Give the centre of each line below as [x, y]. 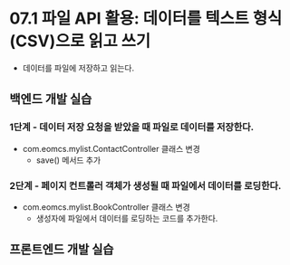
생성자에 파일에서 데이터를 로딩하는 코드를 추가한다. [127, 218]
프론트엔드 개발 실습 [62, 250]
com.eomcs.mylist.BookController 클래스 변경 [106, 207]
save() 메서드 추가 [68, 160]
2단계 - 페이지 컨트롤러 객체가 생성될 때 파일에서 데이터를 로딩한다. [145, 185]
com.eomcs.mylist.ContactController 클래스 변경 [111, 148]
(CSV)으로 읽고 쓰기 [80, 41]
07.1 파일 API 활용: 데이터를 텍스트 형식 [146, 19]
